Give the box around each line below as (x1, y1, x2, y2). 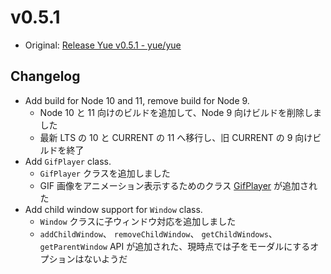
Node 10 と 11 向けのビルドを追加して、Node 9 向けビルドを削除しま (39, 106, 323, 118)
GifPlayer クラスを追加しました (39, 167, 171, 179)
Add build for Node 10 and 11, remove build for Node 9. (24, 94, 250, 106)
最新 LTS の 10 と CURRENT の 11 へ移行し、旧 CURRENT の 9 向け (39, 131, 313, 143)
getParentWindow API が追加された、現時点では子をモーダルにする (39, 240, 311, 252)
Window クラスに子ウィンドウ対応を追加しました (39, 215, 237, 227)
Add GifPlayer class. (24, 155, 112, 167)
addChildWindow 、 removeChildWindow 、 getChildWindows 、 (39, 227, 278, 240)
